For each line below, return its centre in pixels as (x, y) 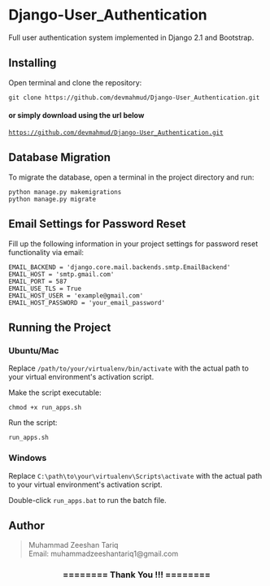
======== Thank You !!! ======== (137, 575)
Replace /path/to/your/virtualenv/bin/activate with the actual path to (129, 368)
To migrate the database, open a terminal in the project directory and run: (131, 177)
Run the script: (33, 423)
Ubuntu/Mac (34, 350)
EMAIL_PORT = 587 (38, 281)
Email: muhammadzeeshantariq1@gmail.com (103, 553)
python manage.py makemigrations (65, 192)
